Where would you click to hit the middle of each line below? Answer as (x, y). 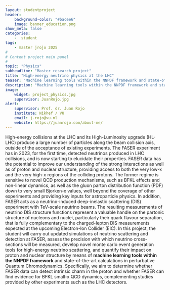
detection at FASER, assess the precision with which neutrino (69, 239)
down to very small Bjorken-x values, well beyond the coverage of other (80, 190)
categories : (18, 33)
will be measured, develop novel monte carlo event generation (89, 244)
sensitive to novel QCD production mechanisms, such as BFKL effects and (83, 180)
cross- (141, 239)
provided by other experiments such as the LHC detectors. (66, 282)
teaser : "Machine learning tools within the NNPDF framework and (75, 80)
